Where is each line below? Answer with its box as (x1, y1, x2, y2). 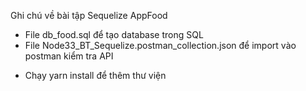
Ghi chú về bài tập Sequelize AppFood (10, 10, 168, 21)
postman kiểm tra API (24, 50, 114, 62)
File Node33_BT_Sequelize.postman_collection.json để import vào (24, 40, 297, 51)
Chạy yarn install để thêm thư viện (24, 70, 167, 81)
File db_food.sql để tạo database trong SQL (24, 29, 204, 40)
